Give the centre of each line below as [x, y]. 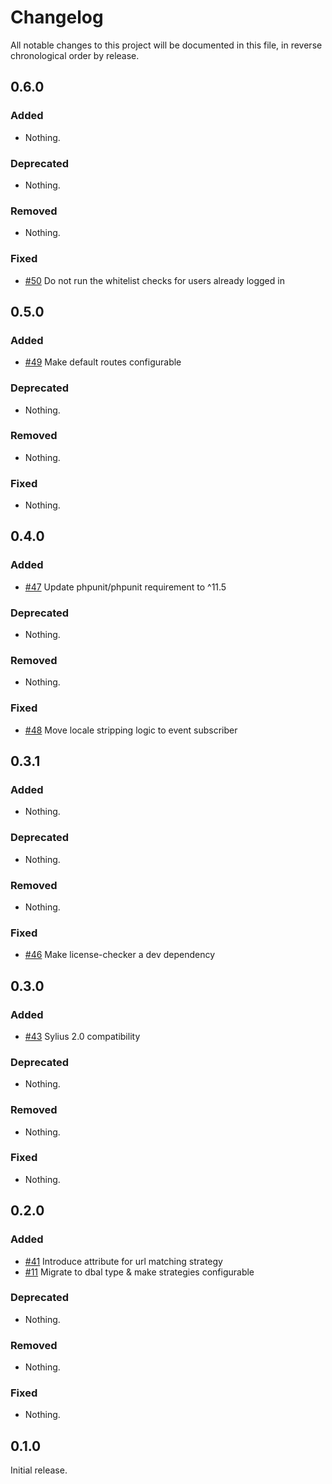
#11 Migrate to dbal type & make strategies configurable [139, 1272]
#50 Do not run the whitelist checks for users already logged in [154, 280]
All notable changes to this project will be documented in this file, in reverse [166, 45]
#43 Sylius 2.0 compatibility [82, 1036]
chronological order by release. [75, 55]
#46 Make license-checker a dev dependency [120, 955]
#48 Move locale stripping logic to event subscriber [131, 730]
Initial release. [39, 1470]
